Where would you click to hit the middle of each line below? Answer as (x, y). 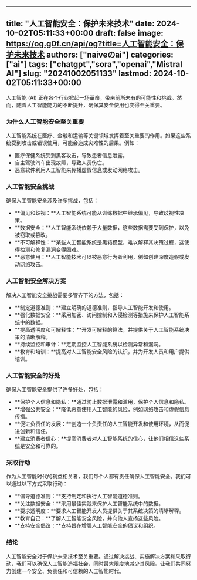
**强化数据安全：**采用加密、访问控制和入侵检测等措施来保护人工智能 (99, 315)
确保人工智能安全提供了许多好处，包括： (55, 389)
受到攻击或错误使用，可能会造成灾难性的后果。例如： (75, 143)
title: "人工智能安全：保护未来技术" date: (80, 24)
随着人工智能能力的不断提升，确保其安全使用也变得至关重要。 (91, 105)
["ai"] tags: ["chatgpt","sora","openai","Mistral (94, 64)
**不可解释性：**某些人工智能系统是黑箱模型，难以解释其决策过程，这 (99, 242)
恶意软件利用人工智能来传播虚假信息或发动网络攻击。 (79, 170)
